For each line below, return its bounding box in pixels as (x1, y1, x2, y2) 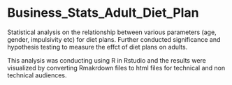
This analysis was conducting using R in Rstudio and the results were (7, 56, 206, 64)
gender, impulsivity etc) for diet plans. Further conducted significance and (7, 35, 221, 43)
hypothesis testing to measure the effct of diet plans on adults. (7, 42, 188, 51)
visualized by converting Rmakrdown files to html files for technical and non (7, 63, 226, 72)
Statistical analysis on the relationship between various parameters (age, (7, 28, 217, 36)
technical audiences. (7, 71, 67, 79)
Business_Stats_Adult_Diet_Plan (7, 5, 199, 21)
